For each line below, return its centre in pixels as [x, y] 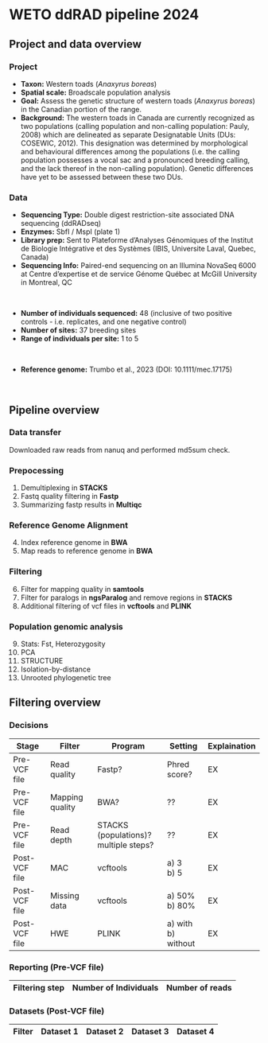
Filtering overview [55, 703]
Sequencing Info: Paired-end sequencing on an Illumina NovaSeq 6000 [138, 266]
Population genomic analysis [66, 626]
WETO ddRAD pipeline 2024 [104, 15]
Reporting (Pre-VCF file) [56, 967]
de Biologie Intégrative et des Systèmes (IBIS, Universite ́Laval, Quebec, [138, 249]
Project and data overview [76, 44]
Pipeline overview [54, 410]
